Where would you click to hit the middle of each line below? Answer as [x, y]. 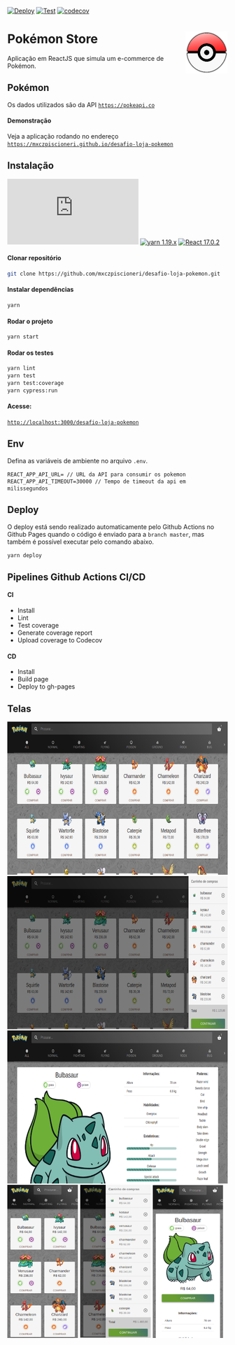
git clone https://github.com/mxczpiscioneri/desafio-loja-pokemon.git [114, 274]
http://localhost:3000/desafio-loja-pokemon [73, 422]
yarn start [23, 337]
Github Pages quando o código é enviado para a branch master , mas [106, 534]
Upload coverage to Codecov [60, 640]
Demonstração [29, 121]
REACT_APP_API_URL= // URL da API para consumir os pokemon [97, 474]
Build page [33, 679]
